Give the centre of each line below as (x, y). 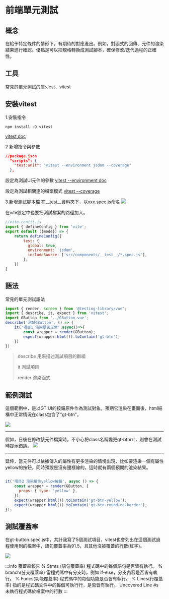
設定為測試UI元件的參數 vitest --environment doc (56, 181)
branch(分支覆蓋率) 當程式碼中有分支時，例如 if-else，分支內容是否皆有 (79, 572)
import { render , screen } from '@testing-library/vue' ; (66, 309)
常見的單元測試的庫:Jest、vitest (38, 87)
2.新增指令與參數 (23, 146)
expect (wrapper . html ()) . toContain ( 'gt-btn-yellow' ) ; (71, 500)
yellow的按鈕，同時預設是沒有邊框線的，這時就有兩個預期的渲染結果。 (78, 467)
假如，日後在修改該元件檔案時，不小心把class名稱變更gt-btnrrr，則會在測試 (83, 440)
